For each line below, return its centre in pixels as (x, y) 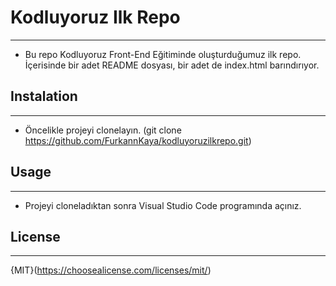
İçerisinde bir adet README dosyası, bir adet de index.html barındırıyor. (172, 65)
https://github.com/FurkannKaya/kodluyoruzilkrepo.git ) (138, 140)
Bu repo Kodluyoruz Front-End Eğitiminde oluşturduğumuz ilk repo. (163, 54)
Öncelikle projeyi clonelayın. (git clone (103, 130)
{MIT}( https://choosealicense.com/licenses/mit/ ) (111, 270)
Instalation (44, 96)
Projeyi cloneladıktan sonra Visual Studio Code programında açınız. (163, 205)
